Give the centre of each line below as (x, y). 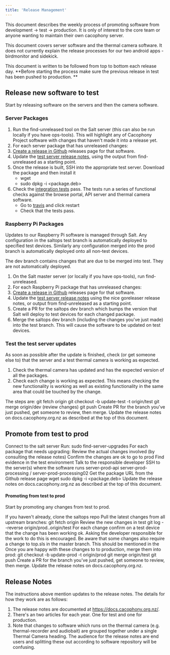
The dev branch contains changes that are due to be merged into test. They (84, 261)
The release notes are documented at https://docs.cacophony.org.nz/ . (86, 609)
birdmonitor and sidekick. (32, 56)
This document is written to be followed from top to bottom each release (81, 66)
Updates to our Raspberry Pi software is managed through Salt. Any (76, 235)
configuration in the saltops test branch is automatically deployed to (76, 241)
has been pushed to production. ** (42, 76)
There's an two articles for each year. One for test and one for (77, 615)
